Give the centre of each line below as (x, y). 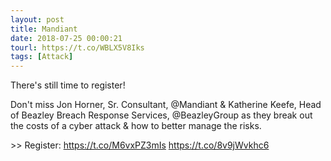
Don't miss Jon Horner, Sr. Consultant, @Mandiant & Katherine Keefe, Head (166, 105)
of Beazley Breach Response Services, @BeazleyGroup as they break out (161, 115)
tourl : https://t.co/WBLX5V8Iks (77, 47)
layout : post (37, 19)
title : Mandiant (44, 29)
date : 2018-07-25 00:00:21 (66, 38)
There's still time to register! (68, 85)
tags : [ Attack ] (42, 57)
